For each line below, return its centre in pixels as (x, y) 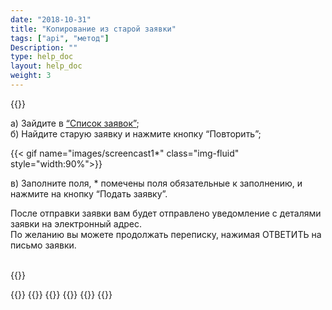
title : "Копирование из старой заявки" (93, 29)
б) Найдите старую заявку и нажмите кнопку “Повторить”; (136, 133)
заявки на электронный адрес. (76, 223)
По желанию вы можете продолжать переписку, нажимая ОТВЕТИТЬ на (166, 234)
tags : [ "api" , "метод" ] (60, 38)
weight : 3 (31, 76)
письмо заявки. (43, 245)
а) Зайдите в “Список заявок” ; (75, 123)
